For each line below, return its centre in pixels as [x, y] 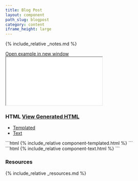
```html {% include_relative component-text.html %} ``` [63, 149]
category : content [25, 24]
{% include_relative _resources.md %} [46, 173]
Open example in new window [37, 54]
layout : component [25, 15]
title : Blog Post [24, 10]
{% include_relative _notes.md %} [41, 44]
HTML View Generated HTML [42, 117]
